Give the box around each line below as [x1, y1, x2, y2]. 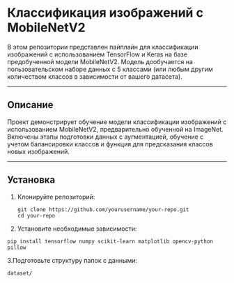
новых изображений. [7, 147, 70, 155]
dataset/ [7, 270, 33, 277]
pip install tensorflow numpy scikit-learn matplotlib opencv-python [7, 238, 214, 245]
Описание [7, 99, 54, 111]
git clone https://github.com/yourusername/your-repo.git [17, 206, 189, 213]
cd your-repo [17, 212, 56, 219]
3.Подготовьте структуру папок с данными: [7, 256, 138, 264]
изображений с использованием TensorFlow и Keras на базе [7, 50, 188, 59]
